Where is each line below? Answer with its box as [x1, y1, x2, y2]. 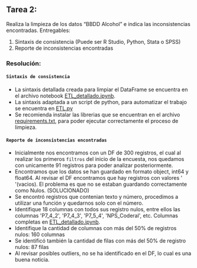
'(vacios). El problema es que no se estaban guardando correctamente [14, 180, 188, 188]
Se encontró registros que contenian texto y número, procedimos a [14, 193, 179, 201]
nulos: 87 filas [14, 244, 49, 251]
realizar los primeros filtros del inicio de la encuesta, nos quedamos [14, 156, 185, 163]
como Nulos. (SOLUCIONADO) [14, 187, 90, 194]
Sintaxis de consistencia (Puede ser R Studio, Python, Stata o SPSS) [14, 38, 181, 45]
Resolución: [6, 59, 41, 67]
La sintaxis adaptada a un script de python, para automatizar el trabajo [14, 98, 188, 105]
